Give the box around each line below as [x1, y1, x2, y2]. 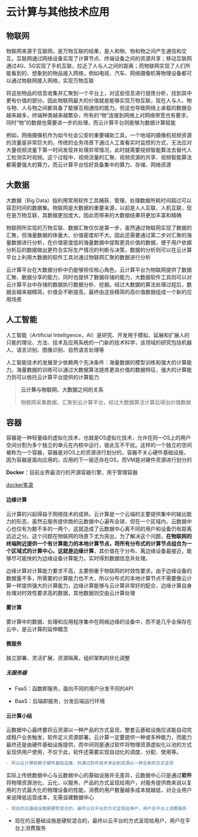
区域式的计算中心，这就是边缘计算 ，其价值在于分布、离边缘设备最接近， [11, 547, 187, 554]
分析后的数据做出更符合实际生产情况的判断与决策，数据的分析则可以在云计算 [6, 246, 192, 253]
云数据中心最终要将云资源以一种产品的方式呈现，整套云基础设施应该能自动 [6, 727, 187, 734]
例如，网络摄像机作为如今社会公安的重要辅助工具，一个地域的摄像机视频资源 [6, 132, 192, 139]
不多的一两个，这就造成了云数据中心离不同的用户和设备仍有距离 [37, 525, 192, 532]
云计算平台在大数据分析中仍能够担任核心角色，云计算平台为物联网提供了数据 [6, 266, 192, 273]
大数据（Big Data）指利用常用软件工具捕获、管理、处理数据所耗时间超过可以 [6, 197, 192, 204]
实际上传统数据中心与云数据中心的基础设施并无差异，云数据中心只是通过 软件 [6, 771, 192, 779]
